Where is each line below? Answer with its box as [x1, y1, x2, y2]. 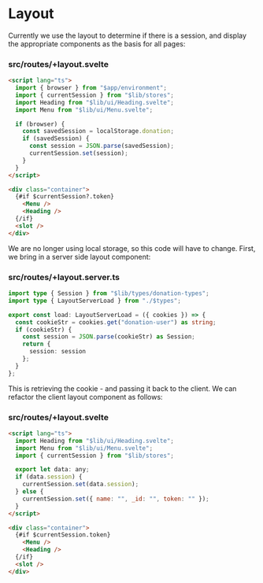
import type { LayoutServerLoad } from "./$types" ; [8, 297, 181, 304]
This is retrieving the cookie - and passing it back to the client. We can [8, 383, 237, 393]
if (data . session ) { [15, 473, 83, 481]
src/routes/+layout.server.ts [8, 271, 120, 282]
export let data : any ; [15, 466, 90, 474]
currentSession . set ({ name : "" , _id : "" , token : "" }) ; [22, 495, 210, 503]
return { [22, 340, 51, 349]
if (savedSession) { [22, 135, 90, 142]
